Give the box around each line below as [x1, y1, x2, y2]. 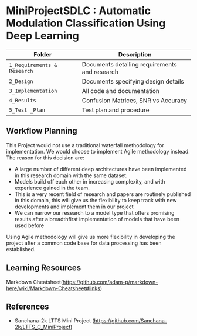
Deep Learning [6, 29, 79, 42]
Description [118, 50, 152, 58]
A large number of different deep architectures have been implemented [14, 165, 187, 172]
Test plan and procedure [81, 106, 150, 114]
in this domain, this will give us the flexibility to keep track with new [14, 197, 177, 204]
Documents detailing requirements [81, 60, 177, 68]
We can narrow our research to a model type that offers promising [14, 209, 175, 216]
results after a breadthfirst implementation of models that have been [14, 215, 180, 222]
